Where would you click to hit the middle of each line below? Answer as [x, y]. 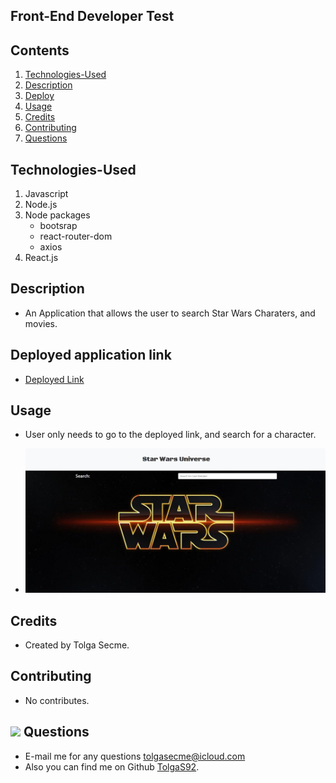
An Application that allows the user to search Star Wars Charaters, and [170, 313]
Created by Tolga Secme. [77, 645]
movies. [41, 323]
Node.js [41, 205]
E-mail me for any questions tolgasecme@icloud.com [135, 756]
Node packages [57, 215]
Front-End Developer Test [92, 16]
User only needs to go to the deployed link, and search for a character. [170, 435]
